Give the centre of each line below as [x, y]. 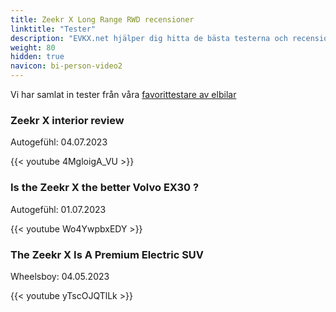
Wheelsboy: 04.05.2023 [60, 276]
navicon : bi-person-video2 [66, 66]
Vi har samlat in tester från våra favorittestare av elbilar [123, 94]
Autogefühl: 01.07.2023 [58, 209]
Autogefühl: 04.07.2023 [59, 142]
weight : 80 [33, 47]
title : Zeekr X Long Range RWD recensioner [102, 19]
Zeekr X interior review [67, 120]
